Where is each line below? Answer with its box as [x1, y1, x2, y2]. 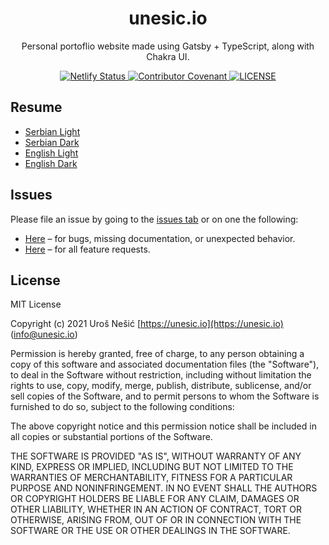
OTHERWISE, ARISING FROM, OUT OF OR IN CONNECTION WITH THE [10, 514, 302, 526]
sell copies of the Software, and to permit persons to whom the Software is [10, 390, 320, 402]
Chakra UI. [146, 50, 190, 62]
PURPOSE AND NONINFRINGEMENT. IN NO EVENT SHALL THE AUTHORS [10, 482, 318, 494]
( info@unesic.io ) [10, 328, 78, 341]
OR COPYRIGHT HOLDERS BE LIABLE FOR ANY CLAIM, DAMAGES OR [10, 493, 300, 505]
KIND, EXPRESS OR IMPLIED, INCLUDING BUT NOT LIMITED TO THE [10, 461, 294, 473]
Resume [10, 99, 63, 116]
